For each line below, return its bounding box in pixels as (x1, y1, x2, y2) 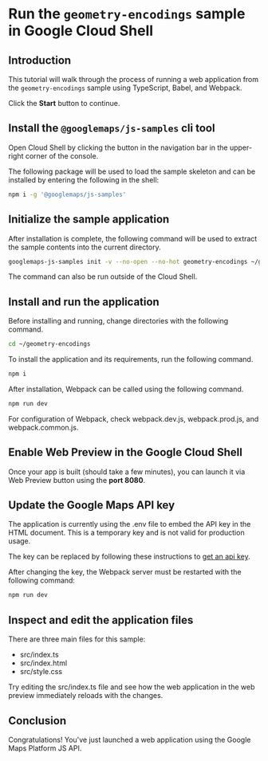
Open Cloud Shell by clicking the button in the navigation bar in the (8, 143, 228, 152)
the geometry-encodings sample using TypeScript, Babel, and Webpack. (8, 83, 242, 92)
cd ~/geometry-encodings (8, 340, 91, 348)
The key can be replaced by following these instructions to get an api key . (8, 551, 250, 562)
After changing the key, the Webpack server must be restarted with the (8, 567, 242, 577)
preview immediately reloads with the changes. (8, 691, 164, 700)
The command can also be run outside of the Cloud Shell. (8, 272, 198, 281)
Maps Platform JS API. (8, 743, 82, 753)
